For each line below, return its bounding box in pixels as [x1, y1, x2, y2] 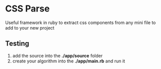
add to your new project [5, 24, 54, 30]
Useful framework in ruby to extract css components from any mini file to [5, 19, 156, 25]
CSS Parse [5, 3, 50, 14]
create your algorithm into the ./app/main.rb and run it [12, 58, 125, 64]
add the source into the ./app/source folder [12, 52, 103, 58]
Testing [5, 39, 29, 48]
